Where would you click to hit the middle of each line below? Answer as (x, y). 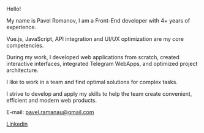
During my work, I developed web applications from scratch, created (93, 57)
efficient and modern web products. (52, 100)
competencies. (25, 45)
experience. (21, 27)
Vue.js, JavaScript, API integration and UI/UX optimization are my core (95, 39)
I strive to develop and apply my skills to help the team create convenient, (99, 94)
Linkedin (17, 124)
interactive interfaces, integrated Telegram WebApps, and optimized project (102, 64)
